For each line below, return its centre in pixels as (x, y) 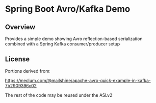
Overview (20, 27)
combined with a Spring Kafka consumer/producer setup (63, 44)
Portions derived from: (28, 71)
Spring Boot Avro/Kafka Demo (68, 9)
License (17, 59)
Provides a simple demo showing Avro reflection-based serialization (74, 39)
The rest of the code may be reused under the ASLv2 (59, 95)
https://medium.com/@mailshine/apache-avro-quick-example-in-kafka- (78, 80)
